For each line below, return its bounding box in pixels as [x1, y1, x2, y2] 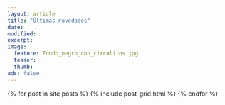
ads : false [7, 70, 40, 77]
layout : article [7, 10, 56, 18]
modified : [7, 30, 37, 38]
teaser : [14, 57, 37, 64]
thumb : [14, 63, 33, 70]
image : [7, 43, 27, 50]
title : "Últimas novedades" [7, 17, 91, 24]
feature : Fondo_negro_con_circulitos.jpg [14, 50, 139, 57]
